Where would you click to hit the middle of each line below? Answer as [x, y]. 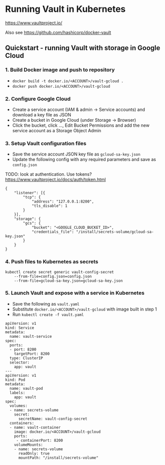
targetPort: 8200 [32, 354]
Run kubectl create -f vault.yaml [48, 314]
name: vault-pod [26, 388]
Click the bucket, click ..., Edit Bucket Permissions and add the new [81, 125]
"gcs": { [32, 223]
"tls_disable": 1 [50, 206]
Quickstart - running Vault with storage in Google [83, 48]
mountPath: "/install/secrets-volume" [58, 458]
